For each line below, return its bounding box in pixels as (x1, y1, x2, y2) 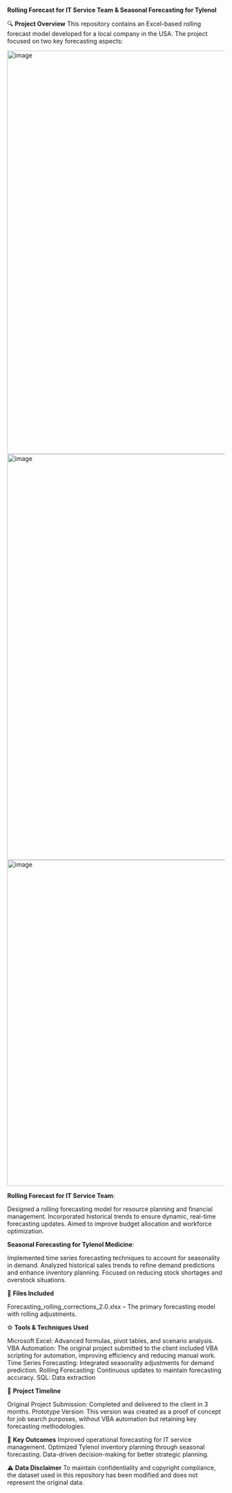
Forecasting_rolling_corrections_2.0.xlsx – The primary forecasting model (7, 1302, 215, 1311)
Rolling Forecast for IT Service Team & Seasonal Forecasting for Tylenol (7, 6, 217, 14)
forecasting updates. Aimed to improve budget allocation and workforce (7, 1219, 212, 1228)
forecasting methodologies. (7, 1423, 86, 1430)
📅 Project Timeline (7, 1387, 61, 1395)
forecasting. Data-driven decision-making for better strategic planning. (7, 1450, 209, 1458)
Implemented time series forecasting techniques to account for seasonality (7, 1254, 220, 1262)
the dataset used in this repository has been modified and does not (7, 1471, 198, 1479)
